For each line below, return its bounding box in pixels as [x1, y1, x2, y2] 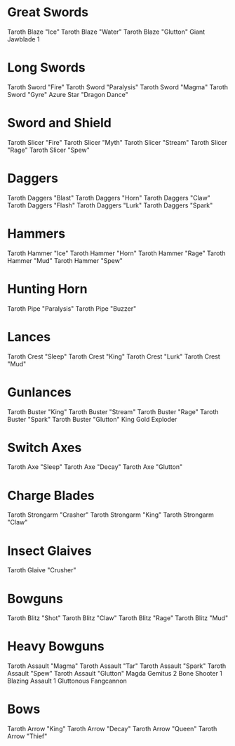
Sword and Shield [7, 115, 112, 131]
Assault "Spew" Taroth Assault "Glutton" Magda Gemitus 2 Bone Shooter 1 [7, 669, 223, 678]
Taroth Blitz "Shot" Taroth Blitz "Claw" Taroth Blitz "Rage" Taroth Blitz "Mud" [7, 614, 229, 622]
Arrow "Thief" [7, 732, 48, 740]
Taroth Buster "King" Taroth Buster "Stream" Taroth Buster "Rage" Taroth [7, 407, 219, 416]
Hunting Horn [7, 281, 88, 297]
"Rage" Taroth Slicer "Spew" [7, 146, 90, 154]
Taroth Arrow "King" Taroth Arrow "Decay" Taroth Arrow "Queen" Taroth [7, 725, 217, 733]
